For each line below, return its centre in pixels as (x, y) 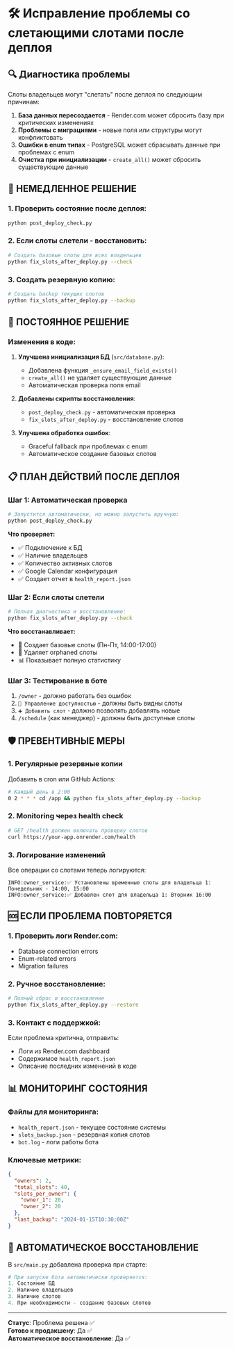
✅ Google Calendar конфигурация (67, 571)
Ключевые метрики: (45, 1160)
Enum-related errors (47, 958)
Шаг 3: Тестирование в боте (58, 681)
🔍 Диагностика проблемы (69, 74)
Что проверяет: (32, 534)
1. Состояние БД (31, 1283)
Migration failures (43, 966)
